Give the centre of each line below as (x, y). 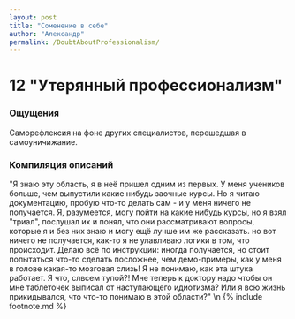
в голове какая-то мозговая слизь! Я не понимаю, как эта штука (131, 269)
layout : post (33, 17)
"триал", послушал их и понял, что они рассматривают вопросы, (132, 222)
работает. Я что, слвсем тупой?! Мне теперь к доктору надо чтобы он (141, 278)
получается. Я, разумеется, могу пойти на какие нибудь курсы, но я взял (148, 212)
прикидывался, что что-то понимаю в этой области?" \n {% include (136, 297)
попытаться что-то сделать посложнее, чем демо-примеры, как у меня (145, 259)
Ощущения (34, 113)
